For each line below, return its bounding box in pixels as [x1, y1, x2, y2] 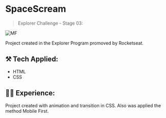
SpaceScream [5, 3, 66, 15]
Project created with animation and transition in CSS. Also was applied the [5, 102, 161, 108]
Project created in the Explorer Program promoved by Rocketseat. [5, 40, 144, 46]
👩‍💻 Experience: [5, 89, 55, 97]
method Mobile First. [5, 108, 49, 114]
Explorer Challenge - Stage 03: [17, 20, 83, 26]
